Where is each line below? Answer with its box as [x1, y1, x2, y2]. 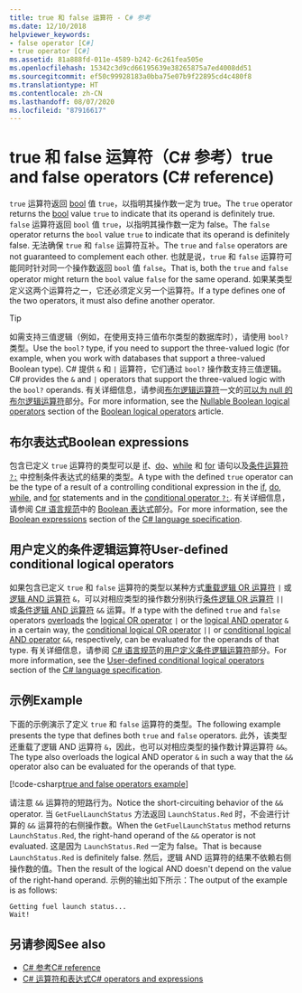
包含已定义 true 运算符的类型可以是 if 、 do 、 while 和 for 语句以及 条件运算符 [9, 460, 288, 471]
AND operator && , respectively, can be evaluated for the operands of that [9, 633, 279, 644]
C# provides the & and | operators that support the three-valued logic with [9, 374, 286, 385]
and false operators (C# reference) [9, 167, 275, 188]
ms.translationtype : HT [9, 80, 99, 89]
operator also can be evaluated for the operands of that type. [9, 761, 237, 772]
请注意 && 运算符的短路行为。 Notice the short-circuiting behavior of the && [9, 797, 284, 808]
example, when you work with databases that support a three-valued [9, 353, 266, 364]
